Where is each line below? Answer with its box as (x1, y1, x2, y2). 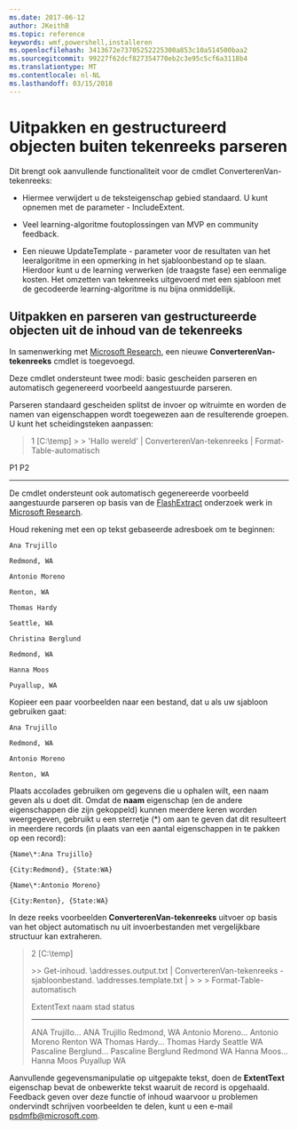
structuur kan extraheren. (9, 931, 103, 942)
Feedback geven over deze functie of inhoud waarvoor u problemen (9, 1092, 259, 1102)
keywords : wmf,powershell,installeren (9, 37, 153, 47)
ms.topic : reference (9, 29, 86, 38)
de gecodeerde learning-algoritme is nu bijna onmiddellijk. (21, 283, 236, 294)
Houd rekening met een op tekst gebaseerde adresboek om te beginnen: (9, 524, 275, 535)
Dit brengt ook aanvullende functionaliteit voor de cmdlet (9, 165, 217, 176)
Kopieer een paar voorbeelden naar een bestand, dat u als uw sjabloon (9, 696, 269, 707)
